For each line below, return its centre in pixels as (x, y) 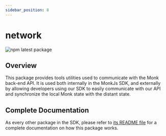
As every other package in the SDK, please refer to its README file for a (81, 123)
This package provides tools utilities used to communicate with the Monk (82, 78)
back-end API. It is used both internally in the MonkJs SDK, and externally (83, 83)
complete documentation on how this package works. (62, 128)
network (23, 35)
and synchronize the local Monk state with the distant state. (68, 94)
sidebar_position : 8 (27, 10)
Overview (21, 65)
